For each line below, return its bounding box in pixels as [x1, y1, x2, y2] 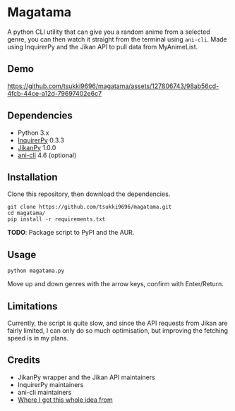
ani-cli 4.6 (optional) [17, 151, 77, 159]
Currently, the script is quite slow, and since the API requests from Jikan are [7, 319, 228, 327]
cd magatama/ [7, 209, 46, 217]
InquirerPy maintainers [17, 380, 84, 388]
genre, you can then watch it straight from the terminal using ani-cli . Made [7, 35, 227, 43]
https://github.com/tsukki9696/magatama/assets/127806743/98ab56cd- [7, 82, 219, 90]
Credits [7, 354, 41, 367]
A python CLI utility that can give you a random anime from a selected [7, 27, 210, 36]
